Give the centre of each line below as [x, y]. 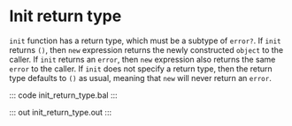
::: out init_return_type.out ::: [61, 112]
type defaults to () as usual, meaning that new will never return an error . [140, 78]
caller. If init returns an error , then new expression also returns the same [142, 59]
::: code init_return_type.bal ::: [63, 95]
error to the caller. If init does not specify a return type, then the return [141, 69]
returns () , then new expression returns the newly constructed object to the [146, 49]
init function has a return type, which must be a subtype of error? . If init [145, 41]
